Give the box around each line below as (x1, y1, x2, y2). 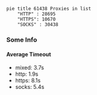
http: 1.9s (15, 70, 38, 78)
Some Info (6, 35, 38, 44)
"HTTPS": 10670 (17, 16, 56, 22)
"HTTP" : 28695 (17, 11, 56, 17)
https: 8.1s (15, 77, 41, 84)
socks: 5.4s (15, 84, 45, 91)
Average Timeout (6, 50, 51, 57)
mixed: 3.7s (15, 64, 45, 71)
